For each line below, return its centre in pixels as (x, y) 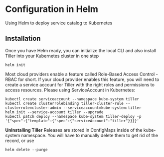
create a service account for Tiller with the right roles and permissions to (80, 84)
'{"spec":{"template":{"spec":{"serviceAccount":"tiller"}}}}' (72, 121)
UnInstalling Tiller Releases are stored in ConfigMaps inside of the (74, 130)
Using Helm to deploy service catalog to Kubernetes (59, 23)
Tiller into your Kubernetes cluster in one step (52, 56)
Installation (23, 39)
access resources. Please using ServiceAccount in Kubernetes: (70, 90)
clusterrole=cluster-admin (33, 108)
